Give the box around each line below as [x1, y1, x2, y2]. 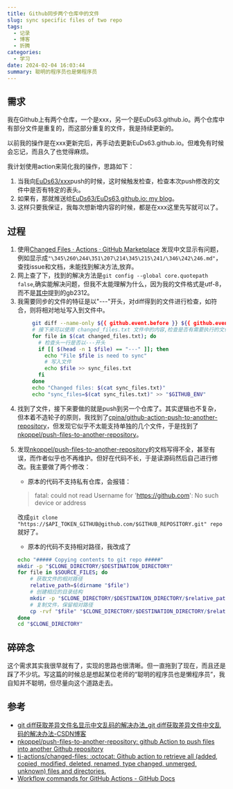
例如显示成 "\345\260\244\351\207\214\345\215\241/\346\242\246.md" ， [17, 254, 222, 263]
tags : [7, 23, 23, 30]
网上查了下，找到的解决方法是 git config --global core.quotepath [17, 272, 209, 280]
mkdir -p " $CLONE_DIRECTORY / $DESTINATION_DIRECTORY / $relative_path [30, 595, 229, 601]
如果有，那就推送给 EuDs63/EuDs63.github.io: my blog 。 [17, 194, 178, 203]
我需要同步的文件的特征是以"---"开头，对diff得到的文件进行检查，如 [17, 297, 212, 306]
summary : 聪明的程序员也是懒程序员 [7, 68, 98, 75]
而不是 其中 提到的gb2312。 [17, 289, 94, 297]
